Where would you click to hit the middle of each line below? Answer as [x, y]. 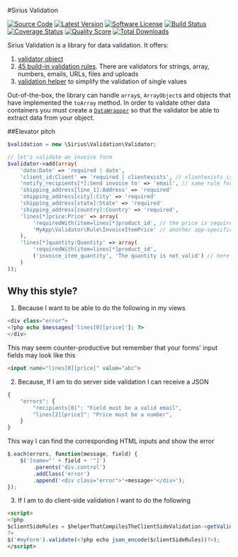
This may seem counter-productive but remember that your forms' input [113, 348]
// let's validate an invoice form [60, 157]
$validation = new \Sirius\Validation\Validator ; [82, 144]
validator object [40, 59]
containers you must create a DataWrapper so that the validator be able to [113, 110]
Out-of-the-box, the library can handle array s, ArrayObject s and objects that [119, 95]
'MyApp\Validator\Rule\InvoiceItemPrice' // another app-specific [133, 229]
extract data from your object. [51, 117]
